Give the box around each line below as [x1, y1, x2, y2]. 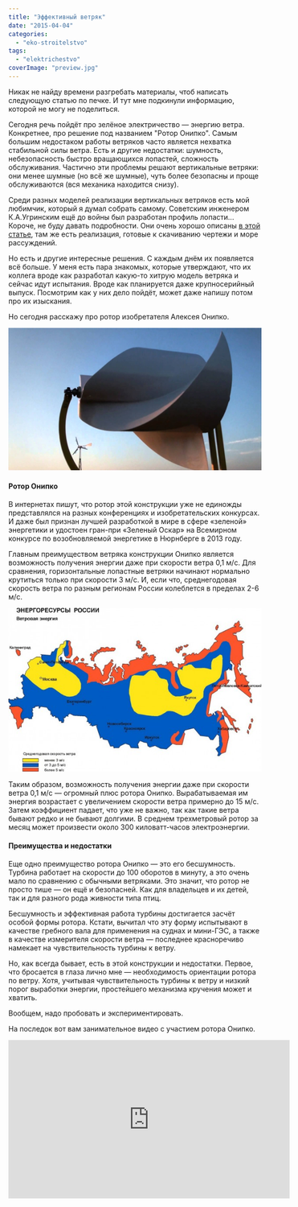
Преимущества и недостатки [8, 841, 112, 851]
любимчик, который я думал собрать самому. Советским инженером [8, 204, 250, 213]
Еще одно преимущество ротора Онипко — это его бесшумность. [8, 859, 235, 868]
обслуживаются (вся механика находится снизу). [8, 179, 179, 189]
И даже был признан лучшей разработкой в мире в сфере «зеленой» [8, 516, 247, 526]
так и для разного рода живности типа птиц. [8, 893, 162, 903]
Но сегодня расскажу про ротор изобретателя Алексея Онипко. [8, 311, 230, 321]
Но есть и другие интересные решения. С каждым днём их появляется [8, 253, 255, 263]
